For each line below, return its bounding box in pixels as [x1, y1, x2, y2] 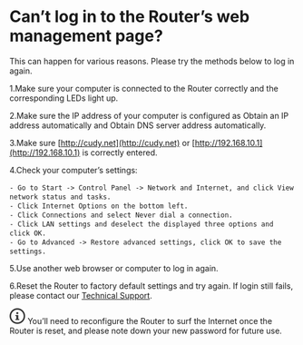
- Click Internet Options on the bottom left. [9, 202, 189, 211]
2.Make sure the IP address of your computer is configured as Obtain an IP [9, 110, 289, 121]
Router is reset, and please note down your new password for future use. [9, 325, 283, 336]
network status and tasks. [9, 192, 112, 202]
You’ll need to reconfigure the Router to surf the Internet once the [26, 315, 273, 326]
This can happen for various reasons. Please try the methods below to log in [9, 55, 295, 66]
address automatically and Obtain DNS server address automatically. [9, 120, 267, 131]
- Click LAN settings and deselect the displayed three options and [9, 220, 274, 229]
